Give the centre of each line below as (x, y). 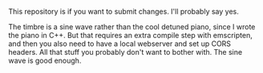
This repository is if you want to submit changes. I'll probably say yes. (123, 12)
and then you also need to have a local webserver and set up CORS (119, 44)
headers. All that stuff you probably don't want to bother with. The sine (125, 52)
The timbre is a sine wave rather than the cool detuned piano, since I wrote (132, 27)
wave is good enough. (45, 60)
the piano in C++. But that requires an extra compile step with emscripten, (130, 35)
